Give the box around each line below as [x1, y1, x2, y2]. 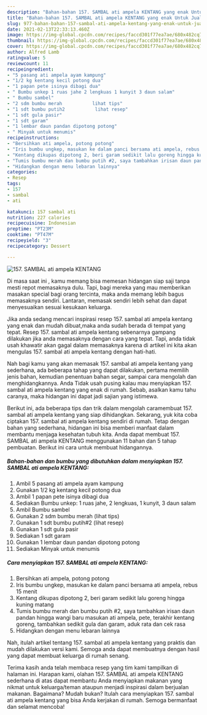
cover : [7, 44, 24, 50]
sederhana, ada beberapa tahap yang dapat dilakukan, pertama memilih [7, 366, 189, 374]
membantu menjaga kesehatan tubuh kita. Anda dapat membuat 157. [7, 430, 181, 438]
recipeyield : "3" [7, 237, 52, 243]
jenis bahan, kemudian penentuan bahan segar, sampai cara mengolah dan [7, 373, 197, 380]
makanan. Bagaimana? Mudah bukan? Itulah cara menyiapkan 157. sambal [7, 690, 194, 697]
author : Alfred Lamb [7, 49, 60, 55]
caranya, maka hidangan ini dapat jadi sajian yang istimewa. [7, 392, 158, 400]
